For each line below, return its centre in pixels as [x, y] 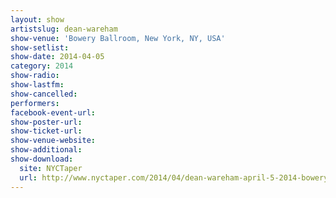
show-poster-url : [46, 122]
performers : [35, 103]
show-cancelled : [44, 94]
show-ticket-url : [46, 131]
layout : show [37, 19]
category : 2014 [42, 66]
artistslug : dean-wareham [64, 29]
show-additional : [46, 150]
